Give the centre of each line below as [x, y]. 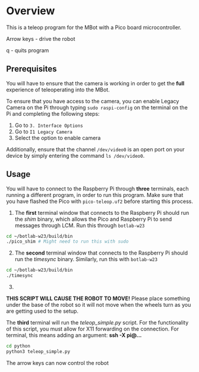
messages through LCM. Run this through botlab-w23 [80, 225]
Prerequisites [31, 69]
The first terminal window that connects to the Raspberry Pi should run [102, 212]
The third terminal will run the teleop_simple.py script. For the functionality [97, 323]
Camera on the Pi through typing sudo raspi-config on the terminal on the [97, 107]
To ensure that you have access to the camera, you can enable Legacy [93, 101]
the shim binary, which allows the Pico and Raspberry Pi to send [93, 219]
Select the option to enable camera [58, 138]
